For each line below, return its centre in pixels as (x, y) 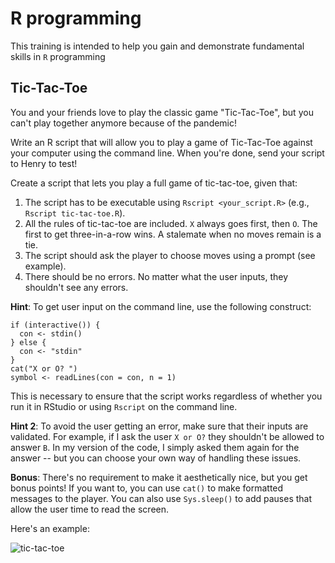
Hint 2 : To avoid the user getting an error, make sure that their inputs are (159, 426)
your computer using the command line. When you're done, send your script (167, 153)
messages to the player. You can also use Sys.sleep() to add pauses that (161, 498)
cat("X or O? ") (44, 368)
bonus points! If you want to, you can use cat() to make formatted (147, 488)
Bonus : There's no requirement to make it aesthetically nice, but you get (159, 477)
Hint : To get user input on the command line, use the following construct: (161, 306)
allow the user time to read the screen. (90, 509)
